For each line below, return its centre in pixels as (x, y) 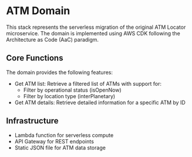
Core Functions (35, 58)
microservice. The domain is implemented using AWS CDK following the (93, 33)
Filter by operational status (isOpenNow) (72, 90)
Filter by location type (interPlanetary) (69, 96)
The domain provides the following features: (60, 72)
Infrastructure (32, 121)
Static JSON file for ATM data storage (60, 148)
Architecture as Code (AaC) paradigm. (52, 39)
